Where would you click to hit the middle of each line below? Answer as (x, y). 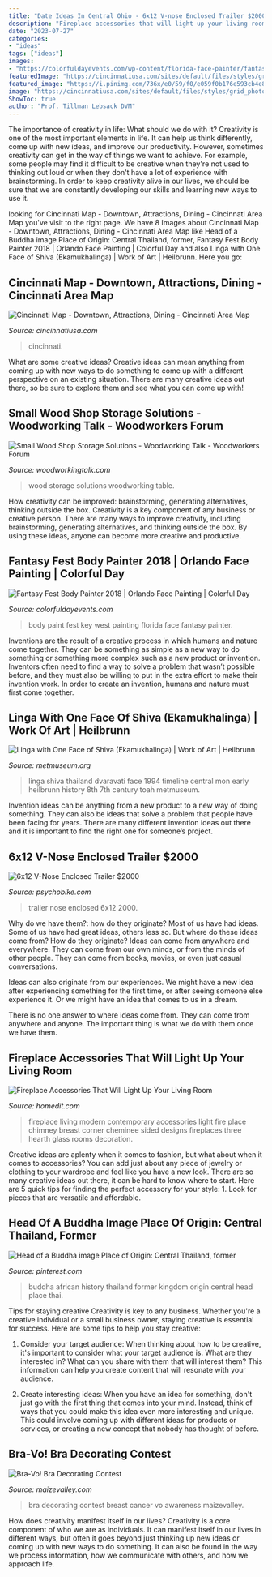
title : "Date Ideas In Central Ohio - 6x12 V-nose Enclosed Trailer (126, 16)
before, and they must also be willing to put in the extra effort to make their (133, 675)
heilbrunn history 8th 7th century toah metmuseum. (114, 790)
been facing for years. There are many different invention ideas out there (130, 823)
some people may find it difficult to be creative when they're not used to (129, 164)
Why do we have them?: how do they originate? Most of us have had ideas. (134, 923)
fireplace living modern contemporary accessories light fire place (137, 1121)
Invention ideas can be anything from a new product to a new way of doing (134, 806)
